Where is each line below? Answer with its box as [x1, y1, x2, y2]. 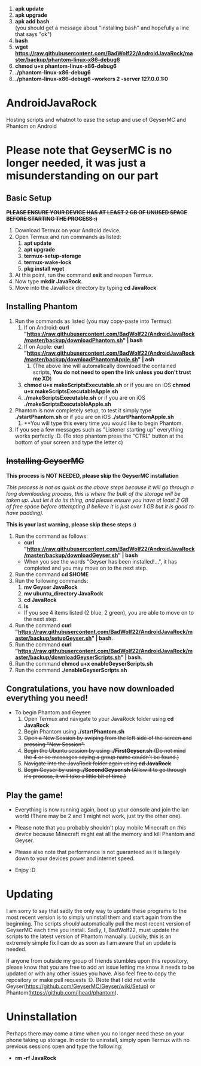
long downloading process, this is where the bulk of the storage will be [6, 490, 181, 497]
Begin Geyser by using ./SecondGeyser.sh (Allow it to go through [23, 766, 187, 774]
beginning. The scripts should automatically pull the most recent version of [6, 920, 191, 927]
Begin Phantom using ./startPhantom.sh [23, 728, 124, 735]
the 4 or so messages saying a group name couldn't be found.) [23, 753, 179, 761]
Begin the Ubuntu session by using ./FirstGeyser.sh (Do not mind [23, 747, 186, 754]
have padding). [6, 509, 44, 516]
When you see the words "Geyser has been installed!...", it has [23, 558, 178, 565]
